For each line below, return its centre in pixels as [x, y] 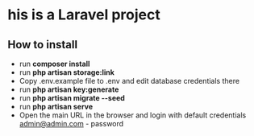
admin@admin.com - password [71, 124]
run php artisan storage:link [67, 72]
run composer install [54, 64]
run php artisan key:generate [69, 89]
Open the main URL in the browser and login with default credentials [133, 115]
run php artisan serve [56, 107]
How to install [43, 45]
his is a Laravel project [84, 15]
